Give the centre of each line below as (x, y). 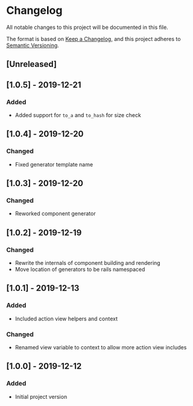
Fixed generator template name (54, 164)
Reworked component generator (55, 214)
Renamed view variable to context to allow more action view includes (101, 347)
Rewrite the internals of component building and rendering (88, 263)
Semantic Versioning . (33, 45)
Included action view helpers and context (66, 319)
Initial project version (41, 396)
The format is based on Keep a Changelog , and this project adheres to (93, 39)
